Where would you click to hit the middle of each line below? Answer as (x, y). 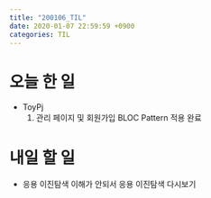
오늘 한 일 (42, 81)
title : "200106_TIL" (48, 18)
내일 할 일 (42, 157)
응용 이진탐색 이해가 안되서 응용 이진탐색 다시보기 (109, 184)
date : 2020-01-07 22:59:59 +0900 (72, 26)
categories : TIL (40, 34)
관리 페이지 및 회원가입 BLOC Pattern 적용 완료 (119, 118)
